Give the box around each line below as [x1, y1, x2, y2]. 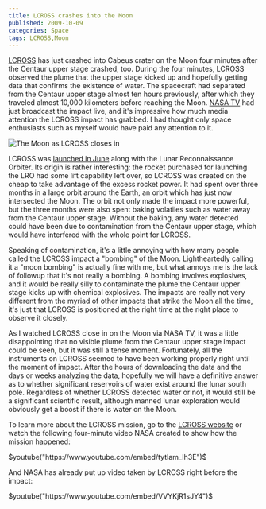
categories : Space [8, 26, 69, 34]
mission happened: [8, 437, 71, 446]
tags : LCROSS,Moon [8, 33, 69, 42]
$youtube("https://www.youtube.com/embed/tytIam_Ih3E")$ [8, 453, 207, 462]
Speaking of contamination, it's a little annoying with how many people [8, 246, 240, 255]
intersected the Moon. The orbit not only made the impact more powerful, [8, 196, 249, 206]
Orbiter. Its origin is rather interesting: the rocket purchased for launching [8, 162, 248, 172]
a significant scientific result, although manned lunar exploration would [8, 396, 241, 406]
